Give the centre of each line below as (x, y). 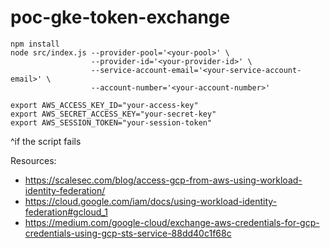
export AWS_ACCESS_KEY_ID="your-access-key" (104, 105)
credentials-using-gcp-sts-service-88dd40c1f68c (128, 233)
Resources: (33, 160)
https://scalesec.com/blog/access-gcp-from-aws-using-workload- (163, 180)
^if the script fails (46, 141)
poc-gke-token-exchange (120, 17)
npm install (35, 44)
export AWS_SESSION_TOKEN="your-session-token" (111, 122)
